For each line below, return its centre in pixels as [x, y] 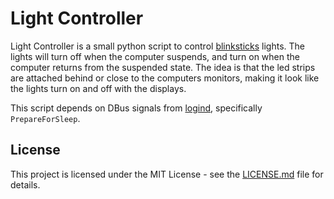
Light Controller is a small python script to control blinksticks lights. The [158, 46]
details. [25, 184]
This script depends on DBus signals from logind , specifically [136, 108]
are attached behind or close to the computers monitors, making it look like [165, 78]
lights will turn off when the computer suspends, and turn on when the [155, 56]
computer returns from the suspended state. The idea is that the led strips [163, 67]
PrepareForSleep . [45, 118]
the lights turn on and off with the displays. [98, 88]
